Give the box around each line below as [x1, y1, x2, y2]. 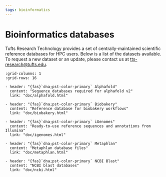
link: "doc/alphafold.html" [9, 93, 68, 98]
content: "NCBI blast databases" [9, 163, 79, 168]
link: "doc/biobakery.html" [9, 110, 68, 115]
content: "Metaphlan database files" [9, 145, 88, 150]
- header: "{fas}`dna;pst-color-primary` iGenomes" [5, 119, 115, 124]
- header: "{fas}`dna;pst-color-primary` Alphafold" [5, 84, 117, 89]
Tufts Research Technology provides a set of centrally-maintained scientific [5, 45, 161, 51]
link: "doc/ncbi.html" [9, 167, 57, 172]
